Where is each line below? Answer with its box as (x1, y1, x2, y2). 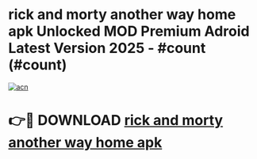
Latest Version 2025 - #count (8, 40, 206, 57)
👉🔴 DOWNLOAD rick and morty (8, 112, 224, 130)
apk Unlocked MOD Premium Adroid (8, 22, 250, 40)
